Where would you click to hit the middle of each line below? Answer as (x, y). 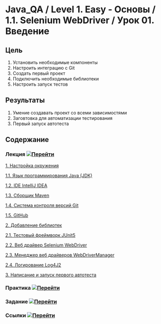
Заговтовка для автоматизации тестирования (63, 118)
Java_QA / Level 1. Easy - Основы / (80, 9)
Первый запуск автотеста (41, 124)
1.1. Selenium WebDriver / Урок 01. (80, 20)
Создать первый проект (39, 73)
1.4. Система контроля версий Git (42, 205)
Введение (27, 31)
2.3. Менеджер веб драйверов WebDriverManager (60, 255)
